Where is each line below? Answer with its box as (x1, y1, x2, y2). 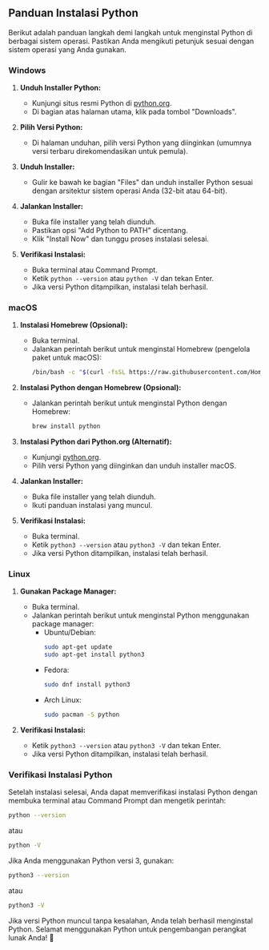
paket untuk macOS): (31, 352, 102, 363)
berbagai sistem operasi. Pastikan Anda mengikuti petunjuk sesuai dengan (8, 36, 255, 46)
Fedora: (43, 665, 70, 675)
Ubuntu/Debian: (43, 628, 96, 638)
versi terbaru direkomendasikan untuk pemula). (31, 147, 188, 156)
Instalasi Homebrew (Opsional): (19, 320, 128, 330)
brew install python (31, 422, 101, 431)
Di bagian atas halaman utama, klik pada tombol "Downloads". (31, 107, 238, 117)
